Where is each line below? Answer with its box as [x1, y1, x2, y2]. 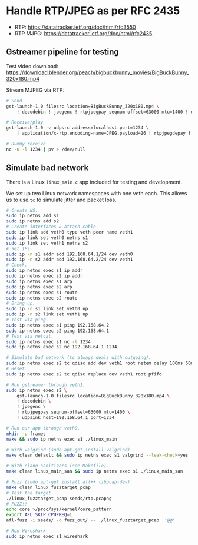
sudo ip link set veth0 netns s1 [6, 234, 88, 241]
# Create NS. [6, 207, 38, 213]
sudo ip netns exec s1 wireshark [6, 533, 88, 539]
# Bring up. [6, 300, 35, 307]
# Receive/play [6, 119, 44, 125]
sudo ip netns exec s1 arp [6, 278, 72, 284]
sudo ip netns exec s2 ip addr [6, 273, 83, 279]
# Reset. [6, 366, 28, 372]
